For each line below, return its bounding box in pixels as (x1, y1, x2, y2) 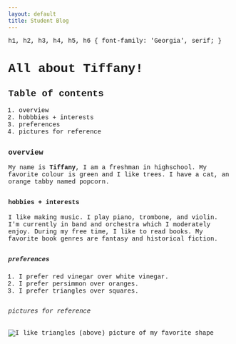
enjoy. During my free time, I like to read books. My (8, 228, 203, 236)
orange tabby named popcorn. (8, 178, 110, 186)
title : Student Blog (8, 17, 70, 24)
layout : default (8, 10, 56, 18)
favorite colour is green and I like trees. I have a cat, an (8, 171, 230, 179)
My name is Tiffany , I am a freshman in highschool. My (8, 163, 207, 172)
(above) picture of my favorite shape (78, 329, 215, 338)
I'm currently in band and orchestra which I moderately (8, 221, 211, 229)
